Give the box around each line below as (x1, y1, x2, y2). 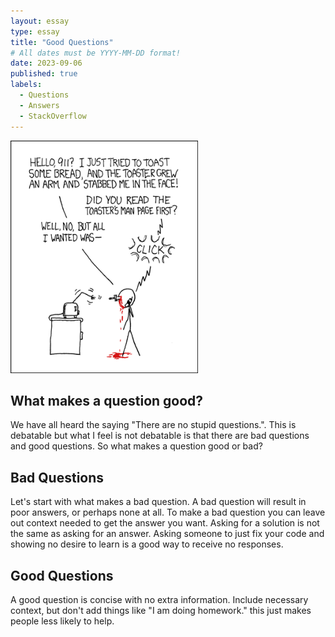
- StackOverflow (19, 111, 87, 121)
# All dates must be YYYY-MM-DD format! (10, 48, 182, 58)
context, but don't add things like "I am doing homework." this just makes (10, 604, 312, 616)
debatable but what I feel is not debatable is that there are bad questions (10, 430, 310, 442)
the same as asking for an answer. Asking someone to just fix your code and (10, 528, 325, 540)
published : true (10, 69, 78, 79)
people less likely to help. (10, 615, 115, 627)
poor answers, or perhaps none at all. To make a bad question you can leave (10, 506, 326, 519)
